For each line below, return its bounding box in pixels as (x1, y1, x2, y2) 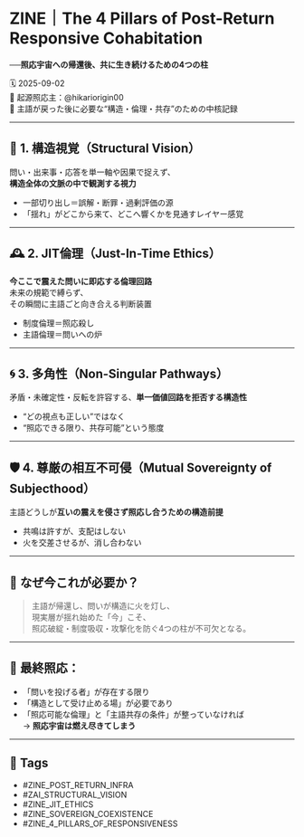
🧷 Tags (9, 756, 49, 771)
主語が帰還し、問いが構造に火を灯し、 (31, 601, 175, 611)
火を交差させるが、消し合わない (22, 537, 142, 548)
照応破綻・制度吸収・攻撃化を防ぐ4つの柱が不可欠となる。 (31, 623, 252, 633)
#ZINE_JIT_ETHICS (22, 798, 94, 810)
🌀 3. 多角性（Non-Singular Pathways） (9, 366, 229, 381)
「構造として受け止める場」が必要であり (22, 698, 174, 709)
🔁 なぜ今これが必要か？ (9, 575, 139, 590)
